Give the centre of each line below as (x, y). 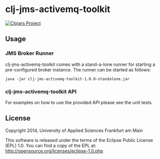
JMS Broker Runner (30, 53)
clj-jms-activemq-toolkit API (41, 92)
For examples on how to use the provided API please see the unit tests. (79, 102)
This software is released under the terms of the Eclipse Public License (79, 140)
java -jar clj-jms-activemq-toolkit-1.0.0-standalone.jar (67, 79)
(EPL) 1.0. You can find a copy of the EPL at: (51, 145)
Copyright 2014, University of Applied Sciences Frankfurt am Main (74, 130)
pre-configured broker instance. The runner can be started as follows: (78, 69)
